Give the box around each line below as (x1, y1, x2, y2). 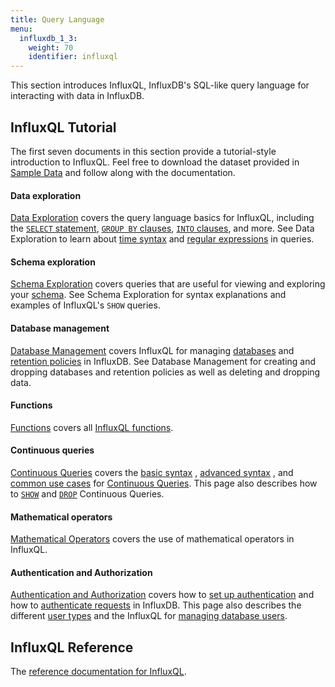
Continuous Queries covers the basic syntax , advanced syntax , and (10, 466, 294, 478)
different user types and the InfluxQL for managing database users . (10, 610, 288, 622)
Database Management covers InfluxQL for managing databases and (10, 344, 295, 356)
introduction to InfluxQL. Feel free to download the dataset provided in (10, 156, 300, 168)
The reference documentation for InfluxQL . (10, 666, 187, 678)
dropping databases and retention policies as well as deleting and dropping (10, 366, 321, 378)
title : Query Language (10, 14, 105, 25)
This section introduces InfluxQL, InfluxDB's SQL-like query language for (10, 79, 310, 91)
